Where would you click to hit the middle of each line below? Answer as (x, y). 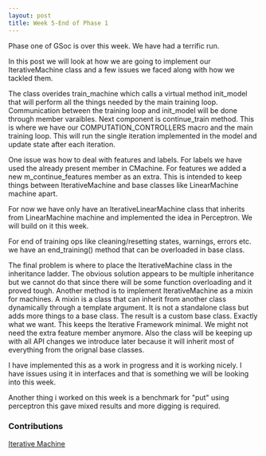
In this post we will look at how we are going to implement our (110, 61)
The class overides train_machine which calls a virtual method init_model (128, 93)
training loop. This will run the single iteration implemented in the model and (133, 135)
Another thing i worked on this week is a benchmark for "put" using (119, 397)
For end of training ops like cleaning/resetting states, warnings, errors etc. (130, 241)
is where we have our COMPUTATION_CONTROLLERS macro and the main (131, 127)
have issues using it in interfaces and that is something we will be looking (129, 373)
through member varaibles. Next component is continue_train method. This (131, 119)
